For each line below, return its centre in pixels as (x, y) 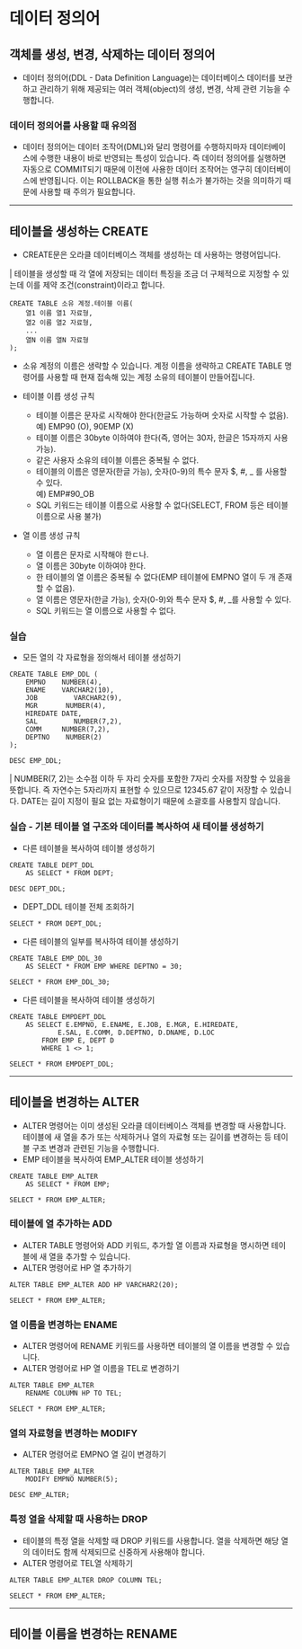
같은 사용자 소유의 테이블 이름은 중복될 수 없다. (117, 460)
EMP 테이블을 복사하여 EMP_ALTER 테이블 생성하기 (113, 1159)
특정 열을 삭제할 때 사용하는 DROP (79, 1520)
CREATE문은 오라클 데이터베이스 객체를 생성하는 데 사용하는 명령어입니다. (151, 255)
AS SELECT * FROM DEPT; (70, 873)
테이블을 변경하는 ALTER (74, 1102)
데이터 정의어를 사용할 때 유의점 (73, 125)
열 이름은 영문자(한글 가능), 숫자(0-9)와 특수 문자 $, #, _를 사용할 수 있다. (164, 599)
